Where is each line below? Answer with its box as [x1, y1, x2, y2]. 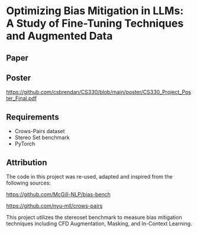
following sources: [6, 179, 51, 187]
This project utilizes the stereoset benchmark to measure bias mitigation [6, 214, 182, 221]
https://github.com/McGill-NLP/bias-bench [6, 191, 111, 198]
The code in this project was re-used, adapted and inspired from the [6, 173, 173, 180]
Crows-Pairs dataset [14, 128, 65, 135]
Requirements [6, 112, 59, 122]
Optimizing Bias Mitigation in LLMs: [6, 4, 184, 18]
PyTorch [14, 140, 35, 147]
